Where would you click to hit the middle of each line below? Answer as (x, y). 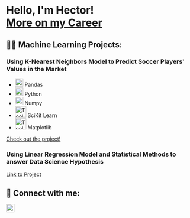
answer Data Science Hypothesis (55, 161)
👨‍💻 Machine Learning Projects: (64, 45)
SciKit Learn (42, 115)
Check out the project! (33, 139)
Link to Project (24, 174)
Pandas (34, 84)
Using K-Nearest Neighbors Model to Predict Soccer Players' (95, 61)
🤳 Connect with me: (43, 193)
